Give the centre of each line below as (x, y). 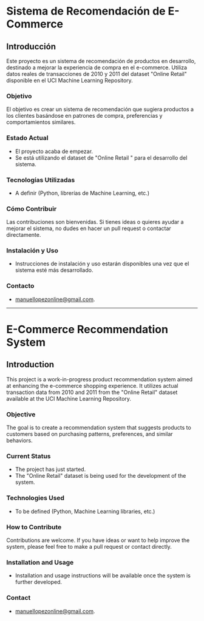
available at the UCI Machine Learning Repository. (69, 398)
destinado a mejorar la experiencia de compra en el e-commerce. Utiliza (97, 67)
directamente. (24, 235)
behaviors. (20, 441)
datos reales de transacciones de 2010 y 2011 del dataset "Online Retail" (97, 74)
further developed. (39, 582)
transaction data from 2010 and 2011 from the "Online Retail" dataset (92, 392)
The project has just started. (50, 469)
